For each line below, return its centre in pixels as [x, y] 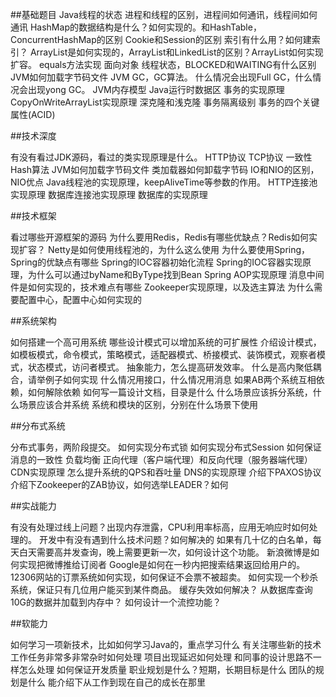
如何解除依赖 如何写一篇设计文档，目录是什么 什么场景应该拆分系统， [170, 392]
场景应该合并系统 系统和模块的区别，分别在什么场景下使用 [138, 404]
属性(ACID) [33, 114]
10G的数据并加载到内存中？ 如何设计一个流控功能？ [116, 602]
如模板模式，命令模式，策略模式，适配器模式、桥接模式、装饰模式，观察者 [163, 354]
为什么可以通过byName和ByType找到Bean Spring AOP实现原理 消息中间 [176, 274]
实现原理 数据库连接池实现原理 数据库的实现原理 [109, 194]
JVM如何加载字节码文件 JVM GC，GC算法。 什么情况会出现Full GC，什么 [161, 77]
